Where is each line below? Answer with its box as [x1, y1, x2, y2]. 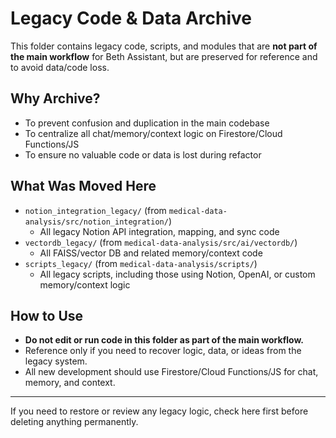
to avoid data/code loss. [10, 61, 110, 73]
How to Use [10, 307, 84, 324]
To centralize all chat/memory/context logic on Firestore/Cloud [24, 127, 283, 139]
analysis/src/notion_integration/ [24, 217, 169, 227]
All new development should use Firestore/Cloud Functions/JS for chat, [24, 366, 319, 378]
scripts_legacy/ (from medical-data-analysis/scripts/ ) [24, 257, 258, 269]
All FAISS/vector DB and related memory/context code [39, 247, 263, 259]
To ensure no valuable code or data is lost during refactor [24, 148, 262, 161]
